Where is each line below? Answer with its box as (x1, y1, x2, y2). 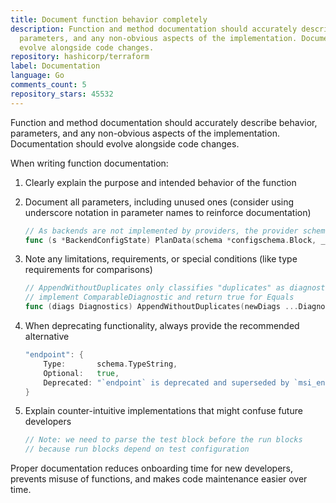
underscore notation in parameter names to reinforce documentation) (24, 206, 312, 218)
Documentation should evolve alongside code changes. (10, 137, 240, 150)
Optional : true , (43, 368, 120, 378)
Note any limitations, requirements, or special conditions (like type (24, 253, 298, 265)
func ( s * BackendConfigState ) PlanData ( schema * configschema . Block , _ (24, 235, 326, 245)
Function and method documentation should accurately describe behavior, (10, 116, 318, 128)
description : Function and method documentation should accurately (10, 24, 298, 34)
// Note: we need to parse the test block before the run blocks (24, 435, 303, 445)
